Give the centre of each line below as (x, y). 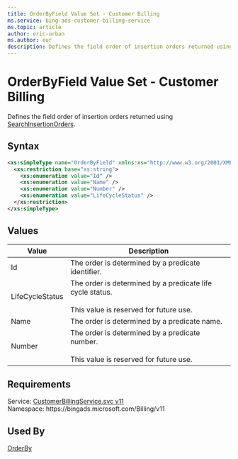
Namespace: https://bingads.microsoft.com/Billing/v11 (86, 409)
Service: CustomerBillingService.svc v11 (66, 402)
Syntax (23, 146)
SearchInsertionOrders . (41, 124)
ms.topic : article (34, 27)
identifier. (86, 271)
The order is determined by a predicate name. (147, 321)
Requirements (39, 384)
